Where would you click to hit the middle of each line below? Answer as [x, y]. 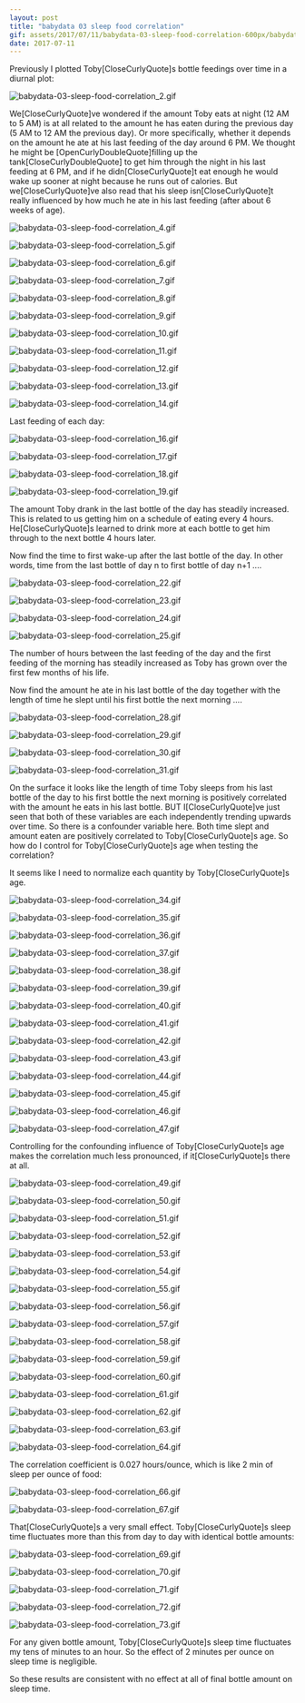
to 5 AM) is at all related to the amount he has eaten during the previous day [152, 123]
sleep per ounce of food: [56, 1474]
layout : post [34, 18]
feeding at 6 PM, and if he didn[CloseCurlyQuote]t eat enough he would [144, 172]
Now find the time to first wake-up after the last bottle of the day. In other [147, 556]
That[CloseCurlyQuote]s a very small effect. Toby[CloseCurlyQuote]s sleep [150, 1527]
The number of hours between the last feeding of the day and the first [140, 654]
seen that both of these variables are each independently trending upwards [151, 817]
